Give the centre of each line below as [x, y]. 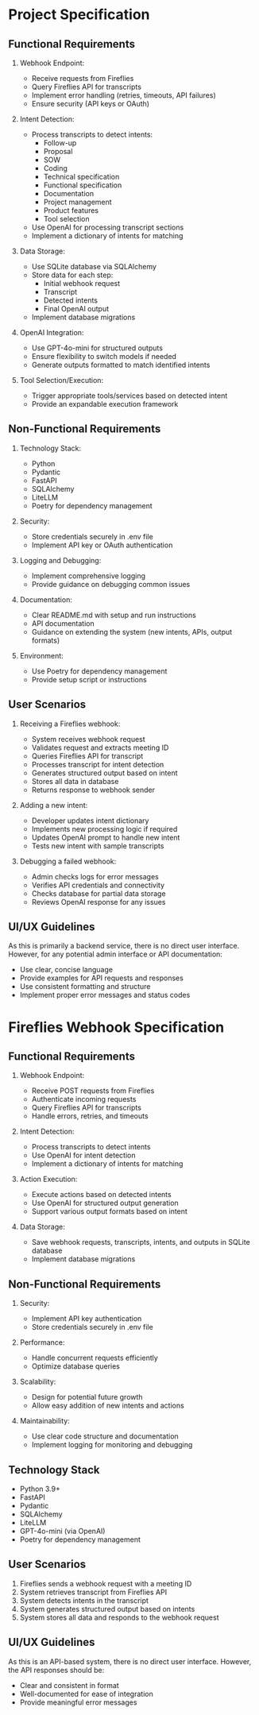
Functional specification [83, 185]
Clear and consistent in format [69, 1685]
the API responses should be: [56, 1670]
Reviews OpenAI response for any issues [99, 902]
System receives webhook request [88, 739]
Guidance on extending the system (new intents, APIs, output [132, 632]
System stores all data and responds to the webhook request [119, 1617]
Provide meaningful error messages [78, 1702]
